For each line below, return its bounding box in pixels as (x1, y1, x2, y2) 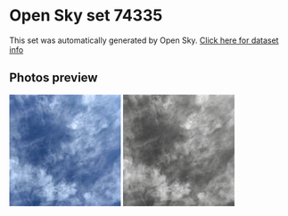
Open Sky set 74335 (9, 5, 163, 26)
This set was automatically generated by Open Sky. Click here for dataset (9, 35, 279, 46)
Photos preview (9, 71, 98, 86)
